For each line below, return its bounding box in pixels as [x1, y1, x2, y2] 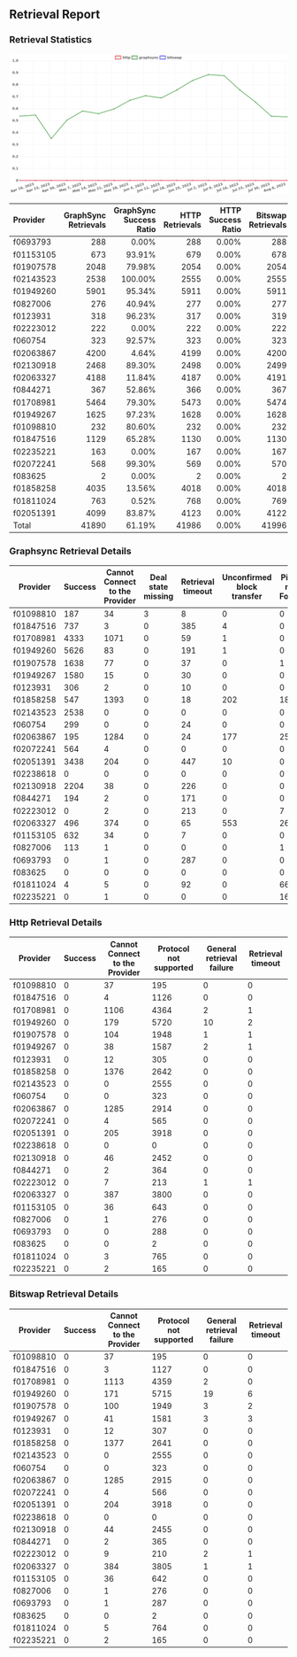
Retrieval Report [9, 7, 101, 22]
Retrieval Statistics [9, 34, 93, 46]
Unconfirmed [222, 571, 272, 583]
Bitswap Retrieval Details [9, 1288, 119, 1300]
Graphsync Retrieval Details [9, 545, 132, 557]
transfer [231, 591, 263, 601]
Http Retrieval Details [9, 916, 103, 928]
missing [143, 591, 174, 601]
